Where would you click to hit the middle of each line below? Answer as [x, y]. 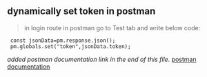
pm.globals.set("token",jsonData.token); [70, 46]
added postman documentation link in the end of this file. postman [102, 59]
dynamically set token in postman [81, 11]
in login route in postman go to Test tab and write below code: [112, 27]
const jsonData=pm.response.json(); [63, 41]
